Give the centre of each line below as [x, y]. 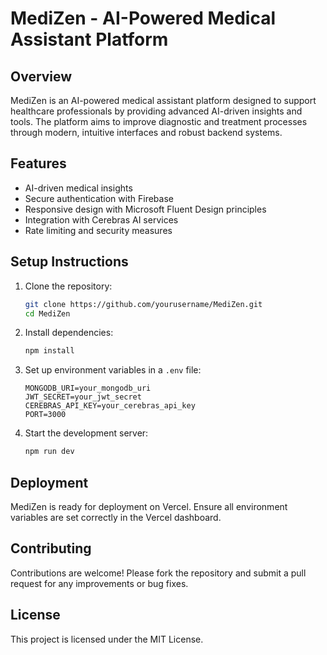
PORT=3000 [45, 415]
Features [38, 163]
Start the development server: [86, 433]
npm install [49, 351]
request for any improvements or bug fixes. [99, 583]
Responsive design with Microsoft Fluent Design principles [145, 209]
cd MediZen [47, 313]
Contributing [51, 548]
